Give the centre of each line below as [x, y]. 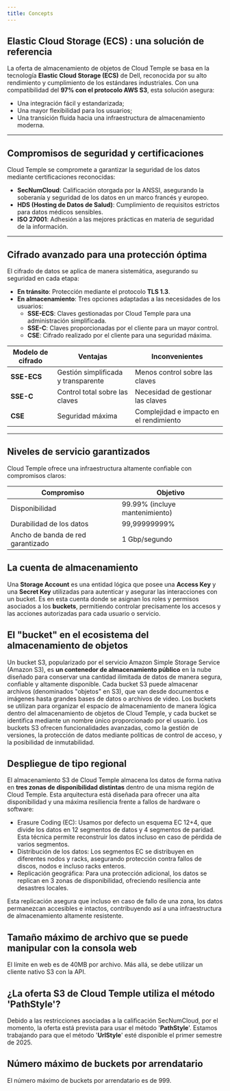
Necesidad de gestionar [173, 392]
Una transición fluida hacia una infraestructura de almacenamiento [111, 118]
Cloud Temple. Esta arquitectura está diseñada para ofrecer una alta [103, 794]
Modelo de [30, 352]
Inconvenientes [177, 357]
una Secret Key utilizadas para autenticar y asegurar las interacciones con [112, 591]
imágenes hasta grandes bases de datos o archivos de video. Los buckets [112, 699]
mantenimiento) [147, 512]
